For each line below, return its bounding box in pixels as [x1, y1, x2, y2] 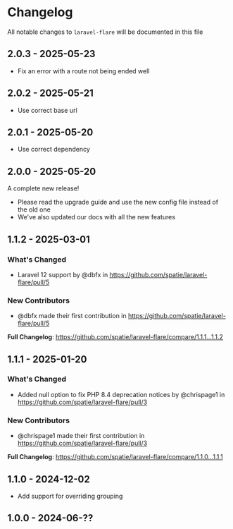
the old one [17, 205, 51, 214]
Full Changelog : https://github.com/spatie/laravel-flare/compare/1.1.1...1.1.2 [7, 333, 224, 341]
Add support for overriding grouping [17, 492, 123, 500]
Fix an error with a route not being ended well [17, 66, 150, 75]
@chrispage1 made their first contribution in [17, 432, 145, 440]
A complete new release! [7, 184, 80, 193]
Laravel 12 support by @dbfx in [17, 270, 108, 279]
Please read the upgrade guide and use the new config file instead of [17, 198, 219, 207]
